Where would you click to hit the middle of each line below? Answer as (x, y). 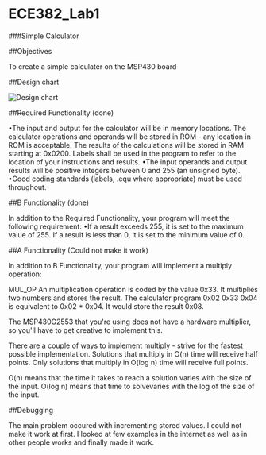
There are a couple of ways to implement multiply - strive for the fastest (126, 345)
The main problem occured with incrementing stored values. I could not (125, 425)
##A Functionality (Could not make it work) (79, 250)
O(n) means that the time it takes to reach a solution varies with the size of (130, 377)
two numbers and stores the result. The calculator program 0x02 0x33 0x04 (133, 298)
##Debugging (31, 410)
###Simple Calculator (44, 36)
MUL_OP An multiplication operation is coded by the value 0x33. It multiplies (133, 289)
